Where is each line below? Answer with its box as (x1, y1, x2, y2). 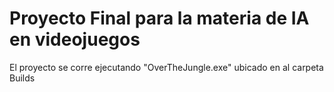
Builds (9, 72, 36, 84)
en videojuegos (9, 28, 141, 51)
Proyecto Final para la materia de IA (9, 7, 310, 30)
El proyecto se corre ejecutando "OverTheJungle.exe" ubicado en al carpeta (9, 61, 324, 73)
